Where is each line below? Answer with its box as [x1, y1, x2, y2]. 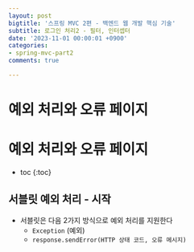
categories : [8, 42, 48, 50]
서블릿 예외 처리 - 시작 [8, 193, 111, 206]
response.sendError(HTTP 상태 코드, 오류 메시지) [31, 236, 187, 244]
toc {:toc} [19, 168, 52, 177]
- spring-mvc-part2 [8, 49, 74, 57]
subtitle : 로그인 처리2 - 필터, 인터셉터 [8, 26, 131, 35]
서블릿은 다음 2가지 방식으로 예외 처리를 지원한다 [19, 215, 173, 225]
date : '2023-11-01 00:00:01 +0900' [8, 34, 128, 43]
